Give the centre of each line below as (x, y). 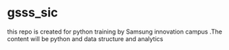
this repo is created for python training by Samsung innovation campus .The (115, 32)
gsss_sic (33, 13)
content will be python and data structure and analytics (85, 38)
